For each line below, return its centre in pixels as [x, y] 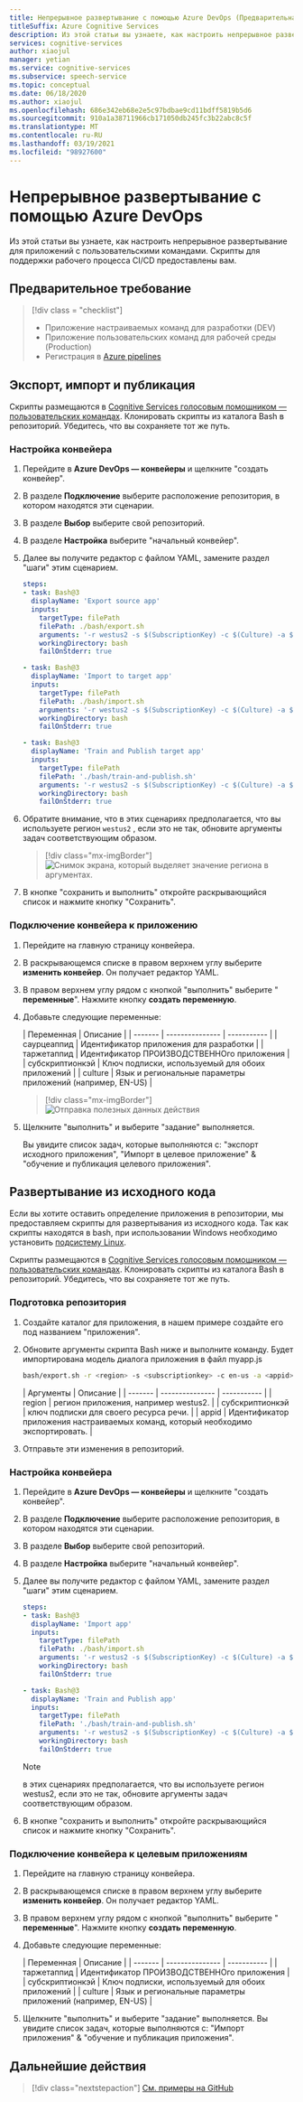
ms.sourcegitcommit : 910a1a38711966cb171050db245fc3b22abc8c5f [131, 118]
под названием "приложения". [81, 1331]
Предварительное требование [101, 289]
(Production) [68, 347]
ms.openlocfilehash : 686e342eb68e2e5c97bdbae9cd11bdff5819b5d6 [131, 110]
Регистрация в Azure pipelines [103, 357]
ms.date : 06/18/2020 [48, 93]
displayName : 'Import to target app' [102, 677]
